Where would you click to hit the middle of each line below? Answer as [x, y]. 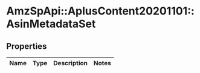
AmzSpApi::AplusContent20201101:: [101, 11]
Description [70, 63]
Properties [27, 46]
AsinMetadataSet [51, 24]
